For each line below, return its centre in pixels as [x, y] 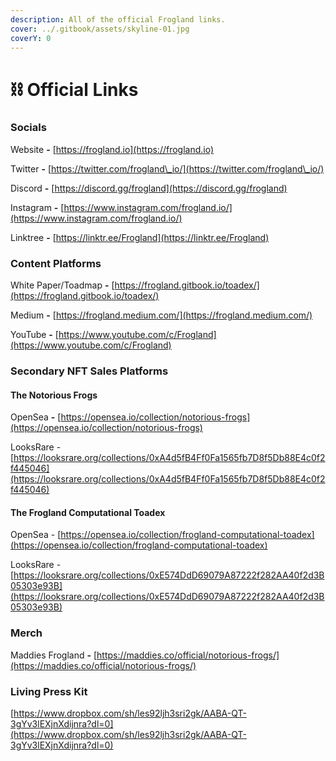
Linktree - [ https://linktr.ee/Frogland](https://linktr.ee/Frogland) [140, 237]
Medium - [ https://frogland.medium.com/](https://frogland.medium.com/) [161, 315]
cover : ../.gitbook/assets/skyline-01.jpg [100, 29]
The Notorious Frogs [54, 395]
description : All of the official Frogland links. [118, 19]
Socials [28, 128]
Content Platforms [56, 263]
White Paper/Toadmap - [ [62, 285]
